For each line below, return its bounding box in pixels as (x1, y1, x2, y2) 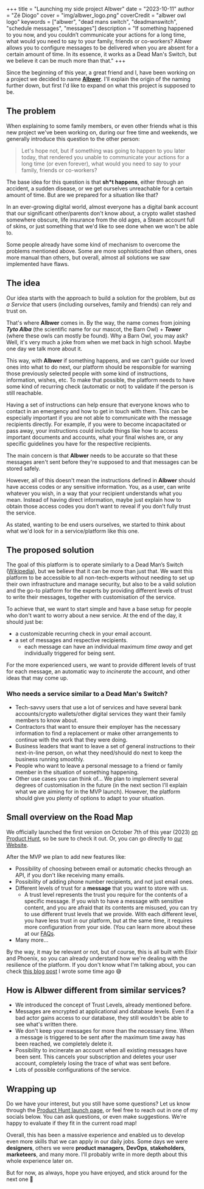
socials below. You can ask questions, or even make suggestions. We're (6, 1113, 187, 1121)
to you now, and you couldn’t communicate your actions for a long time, (6, 31, 186, 38)
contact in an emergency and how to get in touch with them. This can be (6, 407, 188, 414)
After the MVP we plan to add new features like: (6, 853, 126, 860)
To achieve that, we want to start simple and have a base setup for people (6, 605, 192, 613)
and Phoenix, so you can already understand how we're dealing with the (6, 955, 188, 962)
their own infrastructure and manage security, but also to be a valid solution (6, 580, 196, 588)
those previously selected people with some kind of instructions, (6, 369, 169, 377)
